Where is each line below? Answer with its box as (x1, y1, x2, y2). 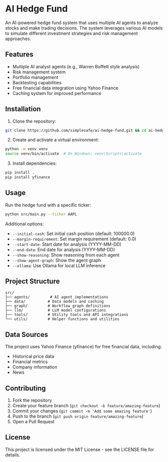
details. (5, 451, 20, 457)
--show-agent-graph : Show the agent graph (12, 257, 101, 263)
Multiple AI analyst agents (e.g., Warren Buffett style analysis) (12, 63, 140, 69)
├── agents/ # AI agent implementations (5, 295, 108, 300)
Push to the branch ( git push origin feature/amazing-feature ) (12, 413, 143, 419)
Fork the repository (12, 397, 52, 403)
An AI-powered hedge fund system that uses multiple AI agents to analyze (5, 20, 158, 26)
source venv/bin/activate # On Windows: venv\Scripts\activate (5, 151, 142, 156)
